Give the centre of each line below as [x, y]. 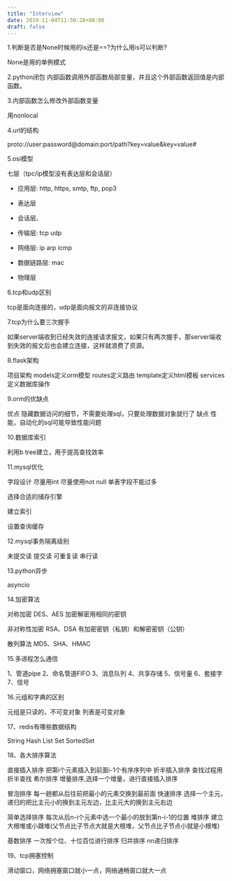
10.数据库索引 [27, 437]
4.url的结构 [23, 131]
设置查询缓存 [26, 526]
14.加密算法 [24, 599]
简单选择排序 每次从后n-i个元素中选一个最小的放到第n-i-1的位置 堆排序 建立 [115, 817]
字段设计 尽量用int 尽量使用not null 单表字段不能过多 [82, 482]
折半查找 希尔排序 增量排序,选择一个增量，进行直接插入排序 [93, 779]
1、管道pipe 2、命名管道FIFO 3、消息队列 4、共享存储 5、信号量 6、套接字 [115, 674]
